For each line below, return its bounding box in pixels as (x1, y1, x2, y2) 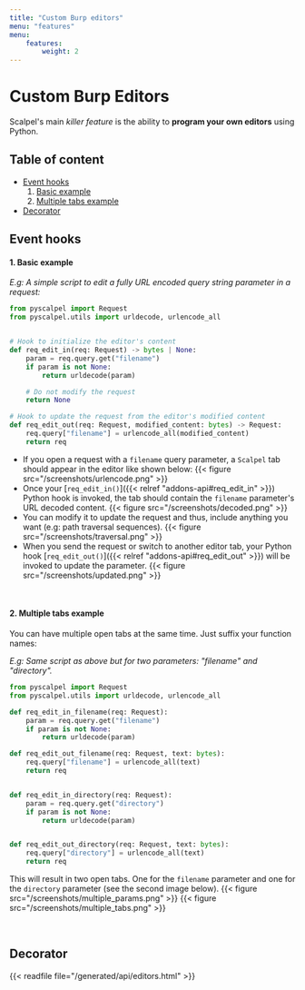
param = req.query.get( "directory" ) (25, 798, 165, 808)
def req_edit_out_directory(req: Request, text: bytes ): (9, 840, 230, 849)
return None (25, 396, 71, 405)
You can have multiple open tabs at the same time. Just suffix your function (9, 629, 292, 639)
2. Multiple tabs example (9, 608, 104, 619)
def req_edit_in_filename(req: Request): (9, 708, 169, 717)
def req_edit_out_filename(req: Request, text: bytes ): (9, 749, 225, 758)
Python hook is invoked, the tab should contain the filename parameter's (22, 492, 295, 503)
